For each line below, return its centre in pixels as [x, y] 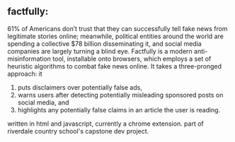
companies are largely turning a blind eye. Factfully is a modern [100, 51]
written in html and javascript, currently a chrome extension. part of [105, 124]
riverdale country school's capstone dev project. [78, 131]
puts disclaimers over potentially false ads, [80, 87]
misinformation [29, 59]
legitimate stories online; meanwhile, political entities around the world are [116, 36]
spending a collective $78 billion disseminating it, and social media [104, 43]
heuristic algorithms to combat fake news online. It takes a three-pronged [114, 66]
